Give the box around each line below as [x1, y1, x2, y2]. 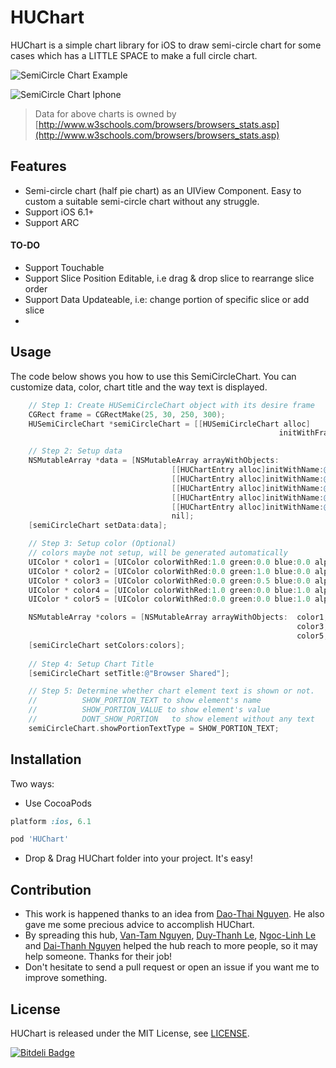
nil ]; [171, 511, 195, 521]
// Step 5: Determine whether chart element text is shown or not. [28, 686, 315, 696]
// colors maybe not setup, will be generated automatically [28, 548, 288, 558]
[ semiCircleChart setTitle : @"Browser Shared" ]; [28, 668, 230, 678]
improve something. [24, 972, 108, 984]
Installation [10, 751, 82, 768]
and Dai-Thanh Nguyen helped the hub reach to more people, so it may [24, 940, 318, 952]
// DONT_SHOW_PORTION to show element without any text [28, 714, 315, 725]
